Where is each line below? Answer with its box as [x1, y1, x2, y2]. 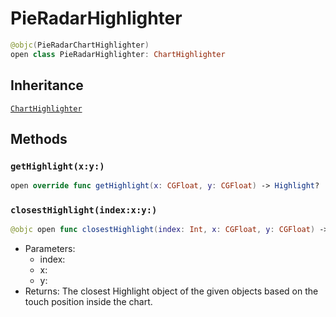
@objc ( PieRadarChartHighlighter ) [10, 40, 150, 50]
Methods [10, 130, 68, 147]
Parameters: [24, 243, 76, 255]
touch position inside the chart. [24, 296, 153, 308]
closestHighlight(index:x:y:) [10, 204, 158, 216]
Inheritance [10, 77, 84, 94]
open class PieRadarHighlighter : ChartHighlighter [10, 49, 226, 59]
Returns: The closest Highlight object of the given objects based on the [24, 285, 319, 297]
